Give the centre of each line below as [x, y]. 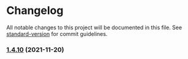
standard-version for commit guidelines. [57, 33]
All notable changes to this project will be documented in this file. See [94, 27]
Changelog [35, 11]
